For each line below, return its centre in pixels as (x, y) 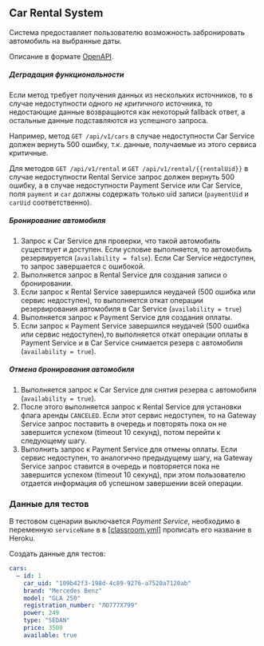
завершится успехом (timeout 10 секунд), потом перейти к (120, 432)
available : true (51, 635)
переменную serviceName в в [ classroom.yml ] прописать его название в (130, 530)
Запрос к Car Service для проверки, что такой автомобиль (120, 241)
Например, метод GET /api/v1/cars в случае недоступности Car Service (132, 136)
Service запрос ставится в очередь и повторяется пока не (120, 466)
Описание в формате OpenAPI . (61, 56)
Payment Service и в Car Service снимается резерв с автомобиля (132, 342)
